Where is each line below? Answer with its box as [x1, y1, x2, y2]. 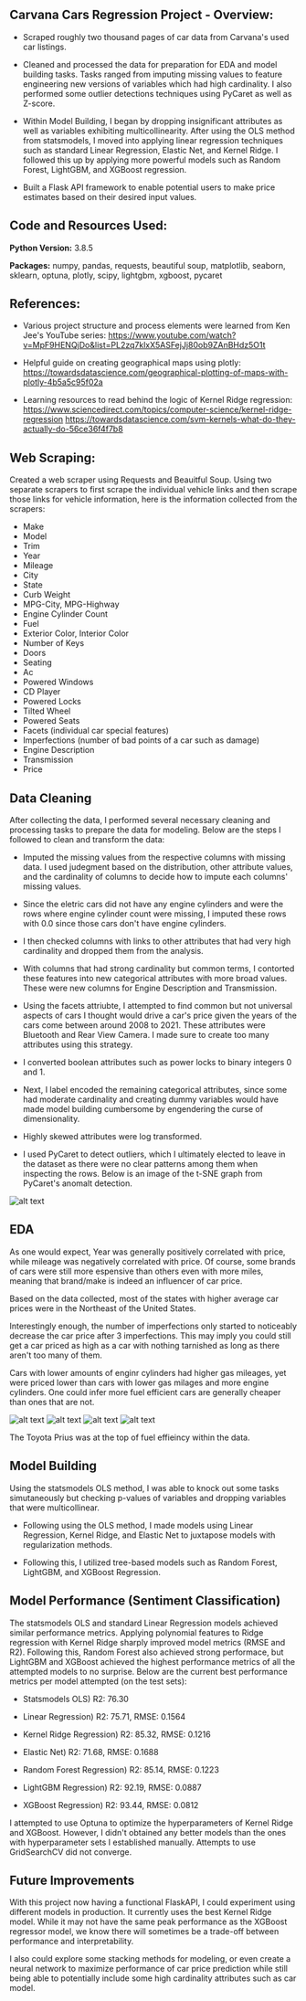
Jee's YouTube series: [22, 330, 107, 341]
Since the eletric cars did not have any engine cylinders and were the [22, 899, 284, 910]
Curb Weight [22, 589, 71, 600]
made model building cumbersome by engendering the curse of [22, 1104, 263, 1115]
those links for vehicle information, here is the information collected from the [9, 493, 298, 505]
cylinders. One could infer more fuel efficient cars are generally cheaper [9, 1386, 281, 1397]
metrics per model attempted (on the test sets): [9, 1676, 187, 1687]
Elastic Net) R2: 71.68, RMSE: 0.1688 [22, 1746, 159, 1757]
